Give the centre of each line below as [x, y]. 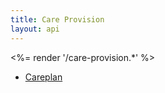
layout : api [35, 29]
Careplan [43, 77]
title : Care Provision [57, 19]
